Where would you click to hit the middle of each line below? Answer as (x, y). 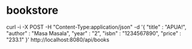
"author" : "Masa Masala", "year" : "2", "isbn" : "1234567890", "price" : (94, 33)
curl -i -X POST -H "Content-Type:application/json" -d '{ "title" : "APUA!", (96, 27)
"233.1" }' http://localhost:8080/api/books (58, 39)
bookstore (32, 10)
